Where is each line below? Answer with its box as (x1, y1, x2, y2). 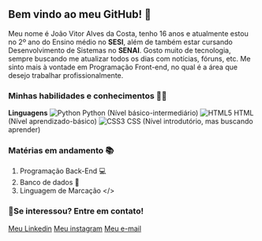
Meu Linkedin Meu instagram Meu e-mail (8, 224, 142, 233)
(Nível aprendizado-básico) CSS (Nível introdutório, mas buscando (8, 117, 254, 126)
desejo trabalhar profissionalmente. (8, 70, 124, 80)
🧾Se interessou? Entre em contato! (8, 206, 144, 217)
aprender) (8, 125, 41, 135)
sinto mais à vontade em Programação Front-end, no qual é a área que (8, 62, 238, 72)
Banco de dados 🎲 (19, 178, 80, 187)
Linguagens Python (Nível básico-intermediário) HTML (8, 108, 254, 118)
